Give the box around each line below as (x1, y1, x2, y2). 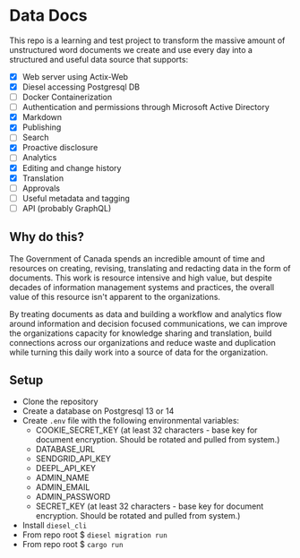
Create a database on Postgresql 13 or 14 (21, 406, 175, 416)
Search (21, 132, 49, 143)
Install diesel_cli (21, 520, 88, 531)
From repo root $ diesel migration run (21, 529, 167, 540)
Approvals (21, 183, 61, 193)
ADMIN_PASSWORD (35, 492, 111, 502)
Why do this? (9, 229, 85, 245)
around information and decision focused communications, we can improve (9, 318, 288, 329)
